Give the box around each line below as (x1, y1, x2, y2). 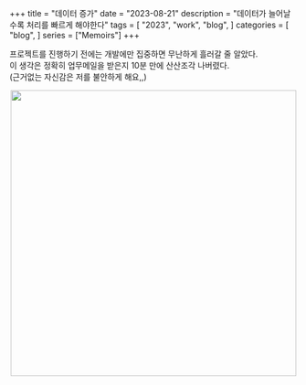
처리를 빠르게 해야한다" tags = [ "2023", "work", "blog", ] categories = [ (26, 19, 290, 30)
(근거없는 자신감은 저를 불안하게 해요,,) (9, 71, 148, 82)
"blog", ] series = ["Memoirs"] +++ (9, 30, 140, 40)
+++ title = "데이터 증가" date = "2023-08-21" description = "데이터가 (9, 8, 267, 18)
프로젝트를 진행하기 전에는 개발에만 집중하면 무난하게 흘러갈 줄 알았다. (9, 48, 259, 59)
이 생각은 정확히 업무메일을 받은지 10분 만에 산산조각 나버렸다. (9, 60, 230, 70)
